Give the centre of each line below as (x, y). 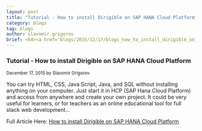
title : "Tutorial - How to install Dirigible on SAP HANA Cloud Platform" (102, 17)
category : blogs (26, 23)
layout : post (23, 12)
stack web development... (38, 110)
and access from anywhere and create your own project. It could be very (96, 97)
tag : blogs (20, 29)
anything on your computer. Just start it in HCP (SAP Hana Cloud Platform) (99, 91)
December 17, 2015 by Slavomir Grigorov (48, 73)
